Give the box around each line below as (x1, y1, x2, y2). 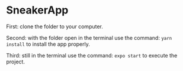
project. (6, 58, 25, 65)
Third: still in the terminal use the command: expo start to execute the (6, 52, 178, 59)
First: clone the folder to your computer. (6, 23, 104, 30)
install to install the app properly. (6, 40, 90, 48)
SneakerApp (6, 4, 69, 17)
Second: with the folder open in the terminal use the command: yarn (6, 34, 172, 41)
